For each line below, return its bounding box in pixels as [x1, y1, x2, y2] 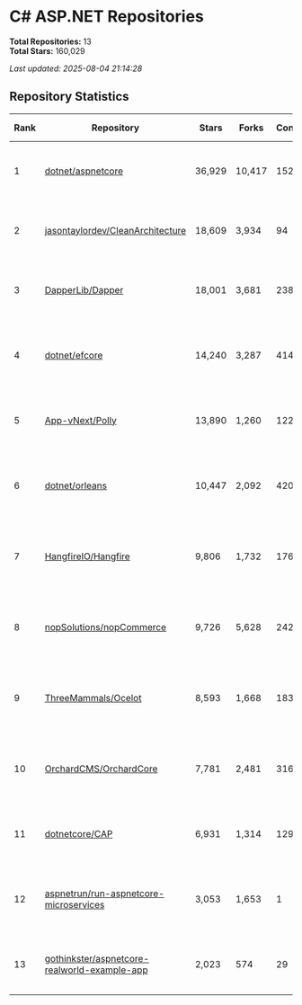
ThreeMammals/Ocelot [44, 691, 142, 704]
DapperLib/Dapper [44, 283, 124, 296]
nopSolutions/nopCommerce [44, 620, 167, 633]
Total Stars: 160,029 [9, 45, 85, 56]
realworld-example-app [44, 964, 148, 976]
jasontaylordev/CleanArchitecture [44, 224, 187, 236]
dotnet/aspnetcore [44, 165, 124, 177]
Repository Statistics [9, 89, 129, 104]
